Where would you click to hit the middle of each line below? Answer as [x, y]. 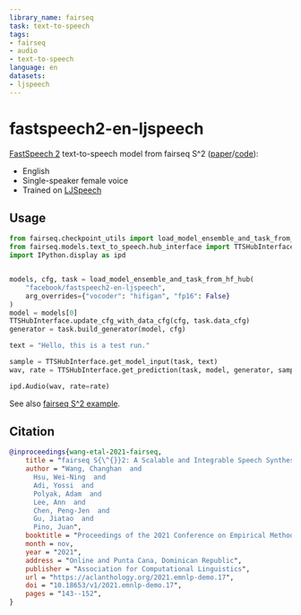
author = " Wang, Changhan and [84, 469]
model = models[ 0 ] [43, 313]
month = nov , [50, 544]
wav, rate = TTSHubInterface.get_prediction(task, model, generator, [142, 370]
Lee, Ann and [60, 502]
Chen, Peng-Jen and [71, 511]
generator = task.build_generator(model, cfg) [98, 329]
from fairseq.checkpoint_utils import [82, 238]
